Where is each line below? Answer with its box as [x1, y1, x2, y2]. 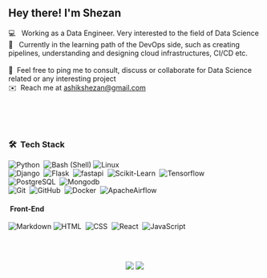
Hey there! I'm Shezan [8, 6, 122, 20]
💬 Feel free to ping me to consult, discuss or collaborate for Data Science [8, 65, 253, 75]
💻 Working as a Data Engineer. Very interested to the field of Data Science [8, 28, 259, 38]
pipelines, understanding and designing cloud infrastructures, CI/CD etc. [8, 48, 249, 58]
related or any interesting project [8, 74, 116, 83]
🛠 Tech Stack [8, 139, 66, 150]
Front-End [10, 203, 45, 213]
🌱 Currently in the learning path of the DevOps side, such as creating [8, 39, 241, 49]
